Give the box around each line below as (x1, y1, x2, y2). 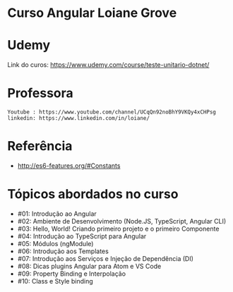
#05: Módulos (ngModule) (17, 239, 94, 248)
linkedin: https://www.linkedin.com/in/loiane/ (7, 115, 150, 122)
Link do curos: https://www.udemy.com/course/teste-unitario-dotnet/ (7, 61, 210, 69)
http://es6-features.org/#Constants (17, 162, 121, 170)
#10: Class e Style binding (17, 276, 93, 285)
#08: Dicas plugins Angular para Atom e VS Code (17, 262, 162, 270)
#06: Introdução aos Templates (17, 247, 109, 255)
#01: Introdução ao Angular (17, 209, 97, 218)
